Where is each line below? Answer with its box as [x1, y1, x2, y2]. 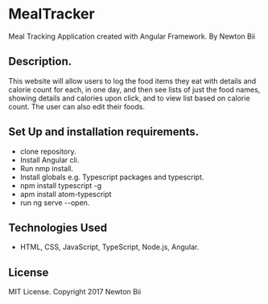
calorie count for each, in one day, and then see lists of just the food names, [8, 84, 261, 94]
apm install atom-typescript [19, 189, 112, 199]
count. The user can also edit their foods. [8, 101, 145, 111]
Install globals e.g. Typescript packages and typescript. [19, 172, 204, 182]
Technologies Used [8, 220, 107, 234]
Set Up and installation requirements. [8, 125, 200, 139]
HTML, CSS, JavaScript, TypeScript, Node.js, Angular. [19, 242, 200, 252]
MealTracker [8, 5, 95, 23]
